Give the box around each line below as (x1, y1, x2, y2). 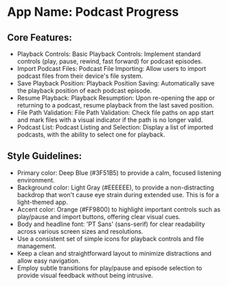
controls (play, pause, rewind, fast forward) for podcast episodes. (16, 57, 203, 65)
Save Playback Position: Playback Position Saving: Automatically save (16, 79, 215, 87)
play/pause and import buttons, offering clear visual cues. (16, 212, 181, 221)
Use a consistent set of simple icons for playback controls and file (16, 234, 205, 243)
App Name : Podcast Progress (7, 4, 179, 20)
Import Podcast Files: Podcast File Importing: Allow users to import (16, 65, 207, 72)
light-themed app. (16, 198, 69, 206)
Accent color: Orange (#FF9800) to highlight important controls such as (16, 205, 221, 214)
